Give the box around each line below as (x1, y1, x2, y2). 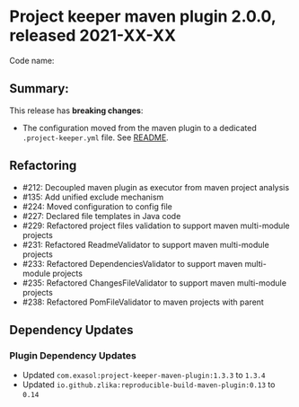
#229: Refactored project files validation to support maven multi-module (22, 220, 290, 231)
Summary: (9, 81, 69, 96)
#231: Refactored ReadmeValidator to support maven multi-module (22, 239, 269, 250)
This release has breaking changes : (9, 105, 144, 116)
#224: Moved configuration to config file (22, 200, 173, 212)
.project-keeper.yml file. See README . (22, 132, 169, 143)
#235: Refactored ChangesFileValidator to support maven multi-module (22, 277, 287, 288)
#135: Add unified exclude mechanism (22, 191, 164, 202)
